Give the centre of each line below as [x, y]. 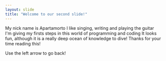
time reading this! [23, 43]
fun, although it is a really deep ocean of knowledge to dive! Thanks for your [83, 38]
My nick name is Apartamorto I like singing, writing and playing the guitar [80, 28]
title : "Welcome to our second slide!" [46, 14]
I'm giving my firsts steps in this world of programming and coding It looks [81, 33]
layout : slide [20, 10]
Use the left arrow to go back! [35, 53]
